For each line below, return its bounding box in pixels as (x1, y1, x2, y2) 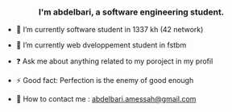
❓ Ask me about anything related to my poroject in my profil (15, 56, 213, 66)
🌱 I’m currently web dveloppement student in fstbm (15, 40, 187, 50)
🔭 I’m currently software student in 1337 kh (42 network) (15, 25, 204, 35)
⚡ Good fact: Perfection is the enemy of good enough (15, 76, 194, 85)
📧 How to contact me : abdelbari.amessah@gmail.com (15, 94, 197, 104)
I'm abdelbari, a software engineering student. (38, 6, 225, 18)
